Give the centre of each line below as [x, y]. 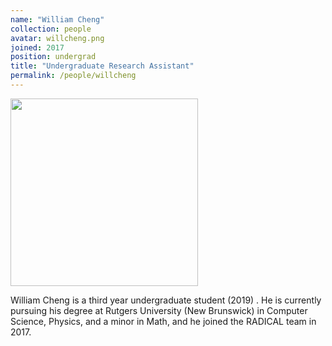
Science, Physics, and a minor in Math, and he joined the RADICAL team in [163, 321]
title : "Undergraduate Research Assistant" [102, 66]
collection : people [51, 29]
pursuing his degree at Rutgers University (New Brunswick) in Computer [159, 310]
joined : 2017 [37, 47]
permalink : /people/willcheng [73, 76]
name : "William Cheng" [57, 19]
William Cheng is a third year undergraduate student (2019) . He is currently [166, 300]
